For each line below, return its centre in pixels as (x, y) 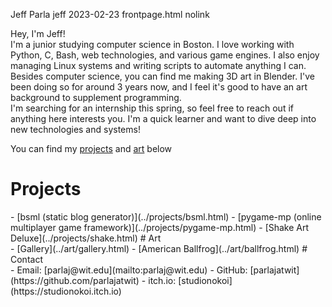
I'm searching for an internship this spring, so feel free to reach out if (152, 108)
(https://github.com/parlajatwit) (75, 280)
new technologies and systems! (75, 129)
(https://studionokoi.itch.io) (66, 291)
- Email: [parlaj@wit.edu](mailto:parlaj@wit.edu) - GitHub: (129, 270)
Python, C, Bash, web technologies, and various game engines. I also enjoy (165, 55)
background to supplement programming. (96, 97)
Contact (26, 259)
